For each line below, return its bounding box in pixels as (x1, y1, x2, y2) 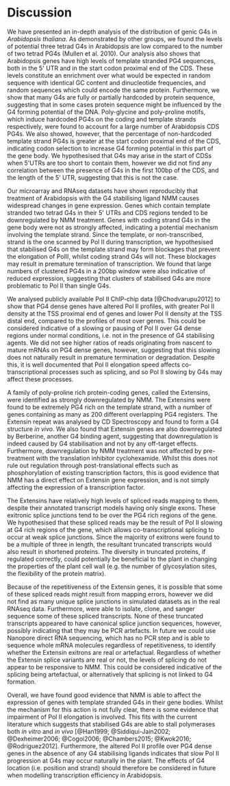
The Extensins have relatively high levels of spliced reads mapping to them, (7, 496, 220, 505)
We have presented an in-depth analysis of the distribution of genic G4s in (7, 27, 218, 36)
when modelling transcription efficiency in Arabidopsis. (7, 771, 163, 779)
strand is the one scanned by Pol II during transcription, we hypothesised (7, 238, 214, 246)
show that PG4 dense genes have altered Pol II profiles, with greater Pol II (7, 302, 215, 310)
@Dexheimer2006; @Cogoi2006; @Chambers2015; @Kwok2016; (7, 735, 192, 743)
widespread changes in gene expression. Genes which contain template (7, 201, 211, 209)
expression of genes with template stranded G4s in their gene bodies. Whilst (7, 698, 223, 706)
